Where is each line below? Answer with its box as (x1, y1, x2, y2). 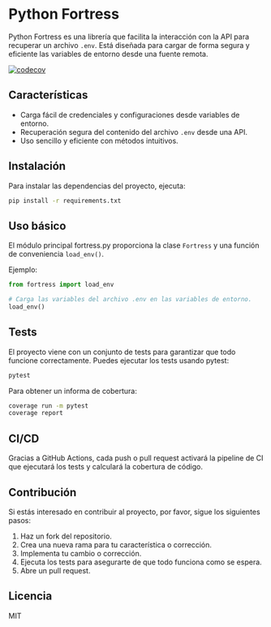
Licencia (8, 590, 53, 603)
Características (8, 89, 88, 102)
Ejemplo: (8, 265, 38, 275)
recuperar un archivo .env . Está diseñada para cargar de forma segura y (8, 40, 250, 50)
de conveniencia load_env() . (8, 249, 104, 259)
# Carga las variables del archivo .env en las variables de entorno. (8, 296, 252, 304)
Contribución (8, 485, 77, 499)
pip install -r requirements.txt (8, 197, 122, 205)
